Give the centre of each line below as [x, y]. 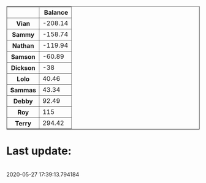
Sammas [23, 90]
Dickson [23, 68]
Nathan [23, 46]
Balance [56, 13]
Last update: [39, 151]
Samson [23, 57]
